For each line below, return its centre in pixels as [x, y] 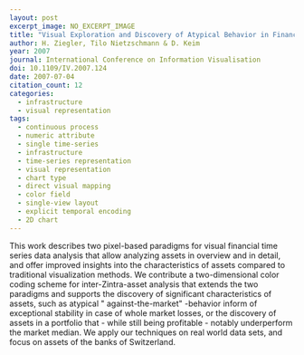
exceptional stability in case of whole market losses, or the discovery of [143, 312]
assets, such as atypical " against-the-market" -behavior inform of [133, 303]
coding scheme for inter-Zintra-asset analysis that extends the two [134, 284]
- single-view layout [58, 203]
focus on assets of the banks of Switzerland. [93, 341]
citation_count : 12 [46, 85]
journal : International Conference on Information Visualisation [135, 60]
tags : [19, 119]
